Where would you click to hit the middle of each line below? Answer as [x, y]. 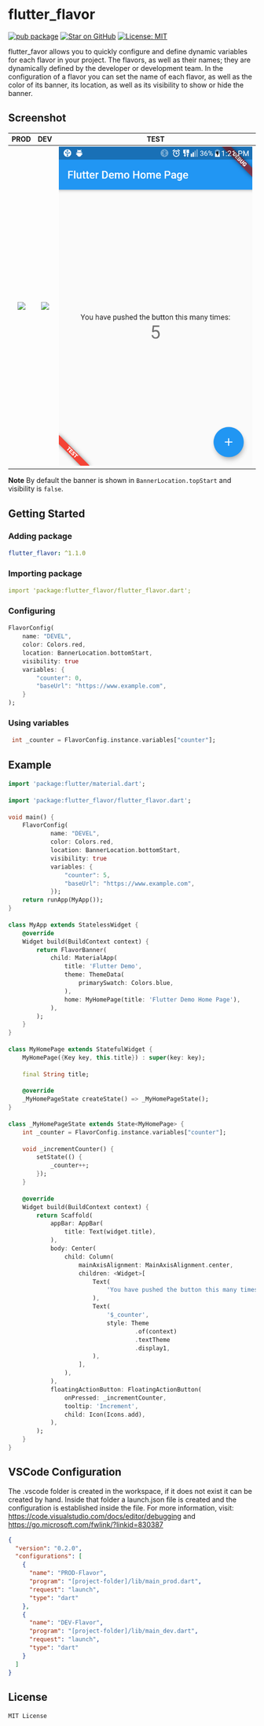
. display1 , [152, 1348]
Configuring [32, 610]
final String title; [56, 1074]
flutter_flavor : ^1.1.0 [47, 553]
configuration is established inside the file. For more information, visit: [121, 1507]
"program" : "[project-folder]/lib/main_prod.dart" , [115, 1582]
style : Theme [128, 1323]
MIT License [27, 1717]
